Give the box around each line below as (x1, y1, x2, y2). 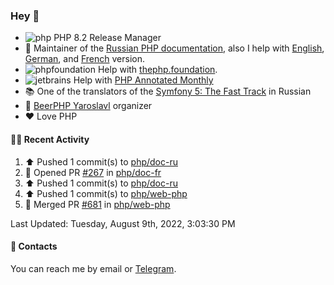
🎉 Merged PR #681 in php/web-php (24, 198, 171, 210)
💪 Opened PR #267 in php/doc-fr (24, 166, 162, 178)
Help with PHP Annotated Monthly (73, 74, 214, 86)
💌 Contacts (10, 240, 58, 253)
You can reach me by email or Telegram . (10, 262, 177, 274)
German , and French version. (24, 53, 145, 65)
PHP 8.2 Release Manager (53, 32, 162, 44)
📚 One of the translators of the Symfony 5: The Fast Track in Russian (24, 85, 312, 98)
